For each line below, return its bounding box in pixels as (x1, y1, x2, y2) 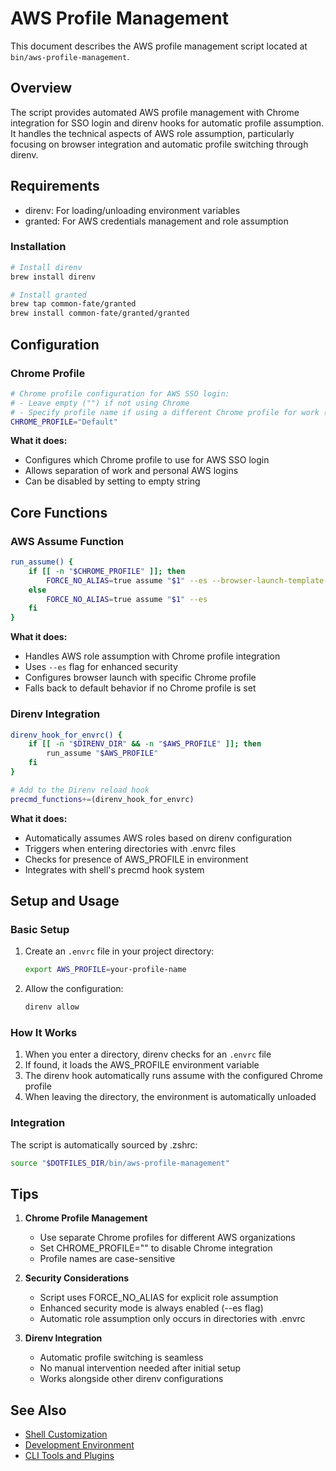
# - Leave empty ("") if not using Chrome (10, 398, 190, 408)
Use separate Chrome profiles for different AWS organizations (39, 1232, 296, 1244)
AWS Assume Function (10, 534, 125, 548)
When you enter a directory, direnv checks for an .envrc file (24, 1048, 272, 1061)
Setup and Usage (10, 893, 120, 910)
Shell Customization (24, 1428, 108, 1441)
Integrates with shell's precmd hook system (24, 863, 205, 876)
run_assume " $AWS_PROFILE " (46, 748, 159, 759)
